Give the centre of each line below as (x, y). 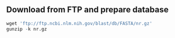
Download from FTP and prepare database (87, 10)
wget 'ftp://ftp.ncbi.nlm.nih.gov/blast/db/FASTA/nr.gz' (79, 23)
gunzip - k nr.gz (27, 29)
